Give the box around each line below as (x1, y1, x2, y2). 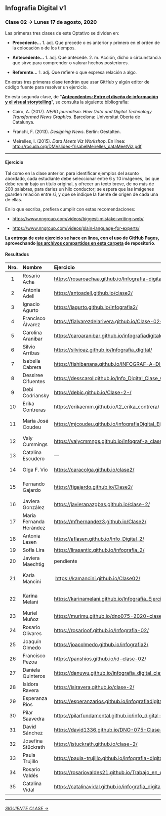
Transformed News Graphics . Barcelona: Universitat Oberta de (12, 114, 140, 120)
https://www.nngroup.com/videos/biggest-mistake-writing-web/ (12, 215, 144, 221)
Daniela (22, 667, 41, 674)
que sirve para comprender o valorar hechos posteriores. (12, 59, 129, 66)
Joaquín (22, 638, 41, 645)
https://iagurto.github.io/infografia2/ (54, 304, 138, 311)
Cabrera (22, 364, 41, 371)
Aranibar (22, 336, 43, 343)
